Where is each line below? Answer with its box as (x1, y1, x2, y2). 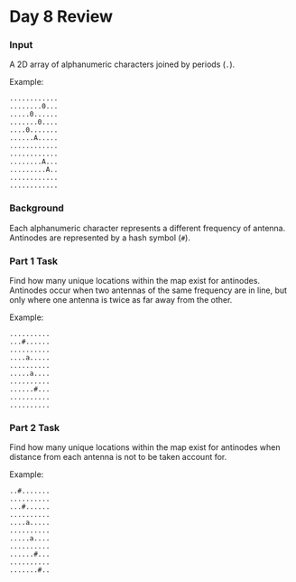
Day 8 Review (9, 6, 114, 27)
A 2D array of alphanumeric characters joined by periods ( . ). (9, 59, 236, 70)
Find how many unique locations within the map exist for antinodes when (9, 442, 281, 453)
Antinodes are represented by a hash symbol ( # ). (9, 232, 191, 243)
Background (9, 202, 65, 214)
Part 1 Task (9, 255, 59, 268)
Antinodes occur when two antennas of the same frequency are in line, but (9, 285, 287, 296)
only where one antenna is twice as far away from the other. (9, 295, 233, 305)
